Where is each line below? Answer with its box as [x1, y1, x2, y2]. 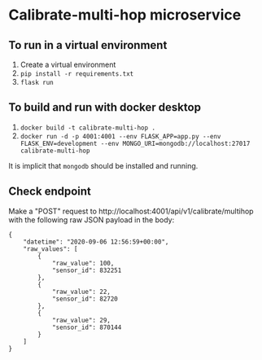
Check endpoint [8, 185, 92, 199]
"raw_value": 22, [51, 288, 111, 296]
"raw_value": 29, [51, 316, 111, 324]
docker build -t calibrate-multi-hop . [20, 124, 156, 132]
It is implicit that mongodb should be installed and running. [8, 160, 199, 170]
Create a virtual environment [20, 59, 116, 69]
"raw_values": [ [23, 244, 79, 253]
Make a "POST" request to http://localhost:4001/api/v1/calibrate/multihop [8, 206, 254, 216]
